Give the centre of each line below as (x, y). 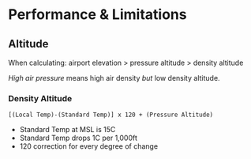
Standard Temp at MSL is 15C (67, 130)
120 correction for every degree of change (89, 146)
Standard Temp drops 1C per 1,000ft (79, 138)
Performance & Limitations (97, 15)
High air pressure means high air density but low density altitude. (114, 78)
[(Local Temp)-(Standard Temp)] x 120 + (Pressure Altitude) (111, 115)
